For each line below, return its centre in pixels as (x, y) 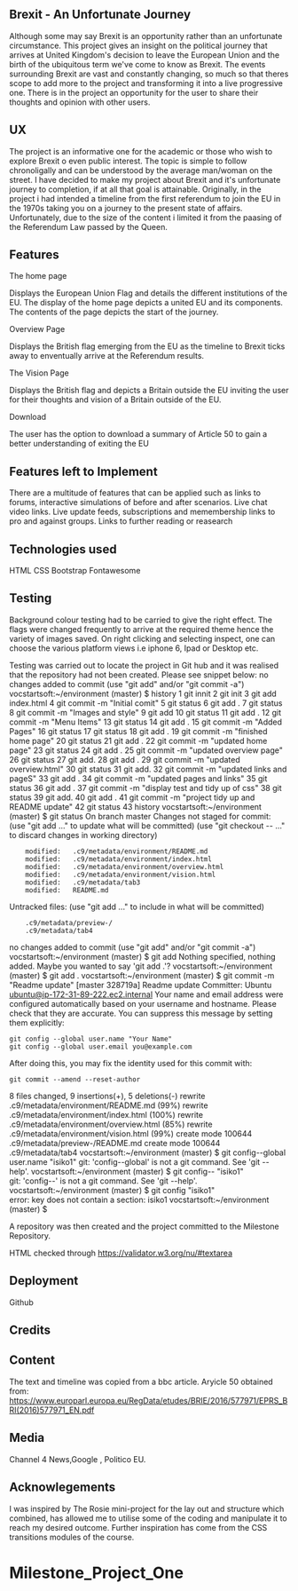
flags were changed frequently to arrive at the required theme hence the (141, 629)
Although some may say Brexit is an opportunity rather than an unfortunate (146, 36)
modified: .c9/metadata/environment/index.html (119, 859)
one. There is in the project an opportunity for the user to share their (134, 92)
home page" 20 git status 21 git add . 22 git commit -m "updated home (138, 740)
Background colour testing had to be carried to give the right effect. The (141, 620)
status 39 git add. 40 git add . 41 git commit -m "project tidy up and (132, 797)
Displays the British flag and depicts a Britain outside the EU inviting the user (149, 391)
